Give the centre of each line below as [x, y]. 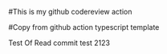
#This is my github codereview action [70, 12]
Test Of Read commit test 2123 [59, 43]
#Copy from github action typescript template [84, 27]
